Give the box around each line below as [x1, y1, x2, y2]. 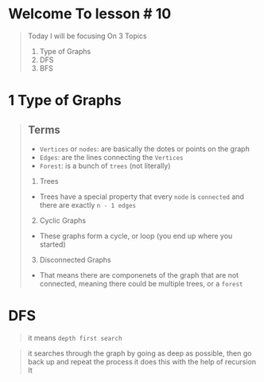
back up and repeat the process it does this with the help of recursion [27, 357, 257, 366]
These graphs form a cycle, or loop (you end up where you [39, 231, 233, 240]
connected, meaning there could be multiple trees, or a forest [39, 279, 243, 288]
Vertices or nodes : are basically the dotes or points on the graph [39, 144, 250, 154]
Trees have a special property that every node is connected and [39, 192, 245, 201]
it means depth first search [27, 333, 122, 342]
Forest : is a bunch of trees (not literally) [39, 161, 171, 170]
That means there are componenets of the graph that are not [39, 270, 239, 279]
